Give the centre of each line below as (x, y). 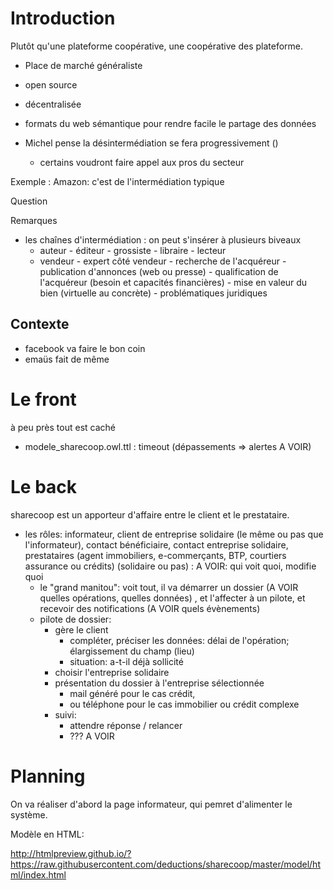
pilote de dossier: (75, 619)
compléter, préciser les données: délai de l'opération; (179, 640)
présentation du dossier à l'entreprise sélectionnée (159, 683)
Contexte (40, 324)
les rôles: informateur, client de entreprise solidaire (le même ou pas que (174, 534)
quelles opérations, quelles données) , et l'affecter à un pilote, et (172, 598)
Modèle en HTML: (47, 834)
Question (29, 201)
